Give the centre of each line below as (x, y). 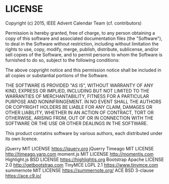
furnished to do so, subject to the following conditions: (62, 60)
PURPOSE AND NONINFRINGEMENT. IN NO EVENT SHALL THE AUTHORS (83, 101)
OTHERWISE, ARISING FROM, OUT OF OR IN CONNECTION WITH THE (79, 118)
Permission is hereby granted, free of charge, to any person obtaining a (80, 33)
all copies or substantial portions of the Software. (57, 75)
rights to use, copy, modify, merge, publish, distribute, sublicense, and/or (82, 49)
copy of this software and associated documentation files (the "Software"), (84, 38)
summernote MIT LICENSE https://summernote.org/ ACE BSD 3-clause (80, 170)
